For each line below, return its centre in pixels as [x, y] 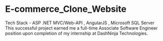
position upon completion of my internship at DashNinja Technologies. [77, 33]
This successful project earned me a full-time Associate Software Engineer [81, 28]
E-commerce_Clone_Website [66, 9]
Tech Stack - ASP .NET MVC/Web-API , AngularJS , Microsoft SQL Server [80, 23]
